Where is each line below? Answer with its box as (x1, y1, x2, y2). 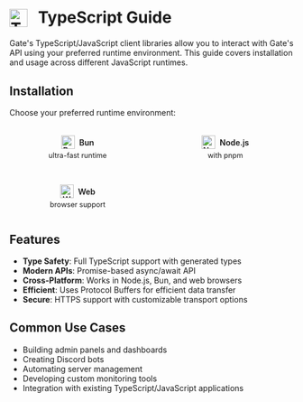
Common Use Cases (9, 320, 126, 336)
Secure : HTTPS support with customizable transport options (22, 294, 248, 304)
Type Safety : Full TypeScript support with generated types (22, 256, 242, 266)
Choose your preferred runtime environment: (9, 108, 176, 118)
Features (9, 231, 60, 247)
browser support (49, 200, 106, 210)
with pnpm (207, 151, 243, 161)
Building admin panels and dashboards (22, 344, 168, 355)
